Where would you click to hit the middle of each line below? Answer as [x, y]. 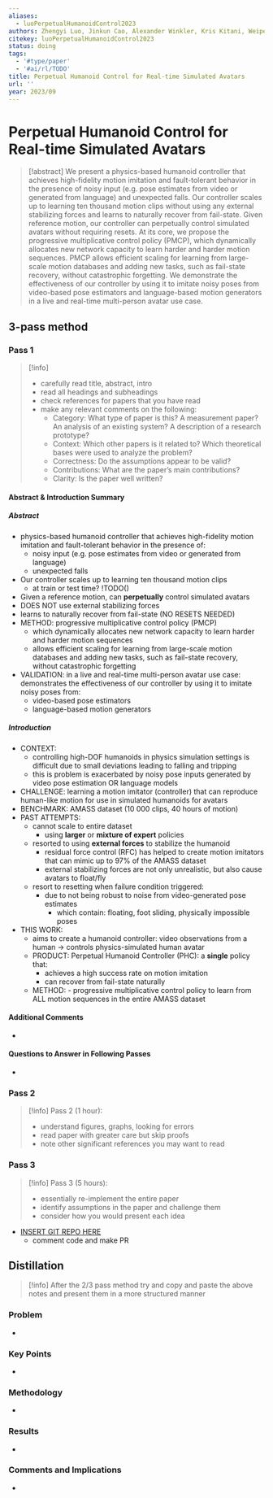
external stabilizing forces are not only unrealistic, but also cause [153, 869]
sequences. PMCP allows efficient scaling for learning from [128, 258]
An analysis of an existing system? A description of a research [157, 427]
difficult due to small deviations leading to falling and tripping [134, 765]
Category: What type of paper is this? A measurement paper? [155, 418]
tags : [17, 54]
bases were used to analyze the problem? [122, 453]
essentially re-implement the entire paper [110, 1198]
